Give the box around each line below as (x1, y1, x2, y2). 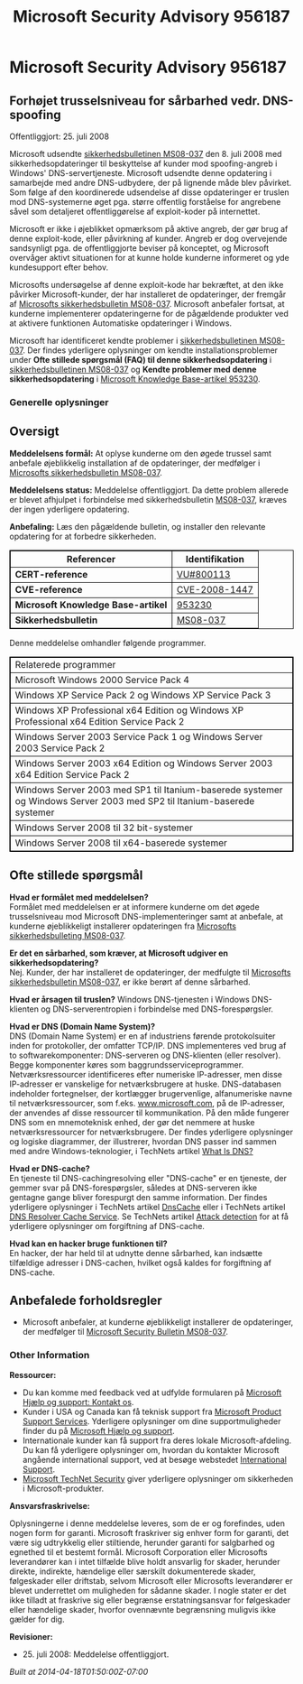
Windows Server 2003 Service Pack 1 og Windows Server (14, 730, 263, 743)
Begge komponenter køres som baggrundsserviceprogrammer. (9, 1059, 244, 1070)
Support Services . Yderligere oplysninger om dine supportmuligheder (22, 1415, 281, 1427)
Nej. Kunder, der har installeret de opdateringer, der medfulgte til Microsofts (9, 967, 291, 977)
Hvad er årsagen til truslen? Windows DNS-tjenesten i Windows (9, 994, 250, 1004)
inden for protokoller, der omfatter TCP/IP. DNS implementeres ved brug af (9, 1040, 287, 1050)
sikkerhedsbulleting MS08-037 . (9, 930, 126, 940)
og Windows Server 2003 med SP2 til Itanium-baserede (14, 794, 255, 807)
